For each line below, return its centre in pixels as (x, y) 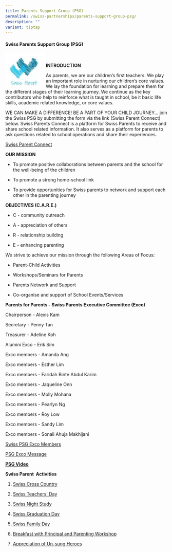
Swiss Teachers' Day (35, 494)
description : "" (23, 22)
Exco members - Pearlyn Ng (35, 404)
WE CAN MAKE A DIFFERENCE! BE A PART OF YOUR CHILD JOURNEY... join (86, 113)
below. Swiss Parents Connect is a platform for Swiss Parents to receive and (86, 124)
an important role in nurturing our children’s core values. (105, 81)
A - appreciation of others (40, 225)
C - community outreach (39, 215)
